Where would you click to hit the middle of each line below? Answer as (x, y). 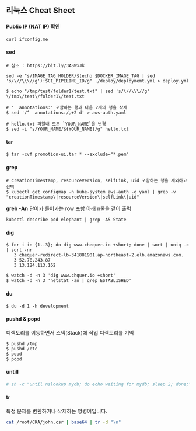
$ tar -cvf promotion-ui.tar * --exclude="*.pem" (68, 154)
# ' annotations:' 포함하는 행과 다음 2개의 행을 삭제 (67, 107)
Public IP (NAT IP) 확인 (33, 26)
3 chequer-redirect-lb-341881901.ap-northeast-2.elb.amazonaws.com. (99, 255)
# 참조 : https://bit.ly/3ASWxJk (45, 65)
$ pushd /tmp (22, 343)
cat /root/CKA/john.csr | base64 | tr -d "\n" (64, 422)
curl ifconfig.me (27, 39)
